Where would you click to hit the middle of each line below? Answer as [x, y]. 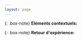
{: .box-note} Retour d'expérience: [40, 32]
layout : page [18, 9]
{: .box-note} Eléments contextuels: [41, 23]
